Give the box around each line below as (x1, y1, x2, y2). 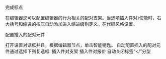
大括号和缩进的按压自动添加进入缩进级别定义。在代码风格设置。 (5, 21, 137, 27)
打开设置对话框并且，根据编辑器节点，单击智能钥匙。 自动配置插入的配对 (5, 42, 156, 48)
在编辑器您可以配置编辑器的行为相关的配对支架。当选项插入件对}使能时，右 (5, 15, 161, 21)
